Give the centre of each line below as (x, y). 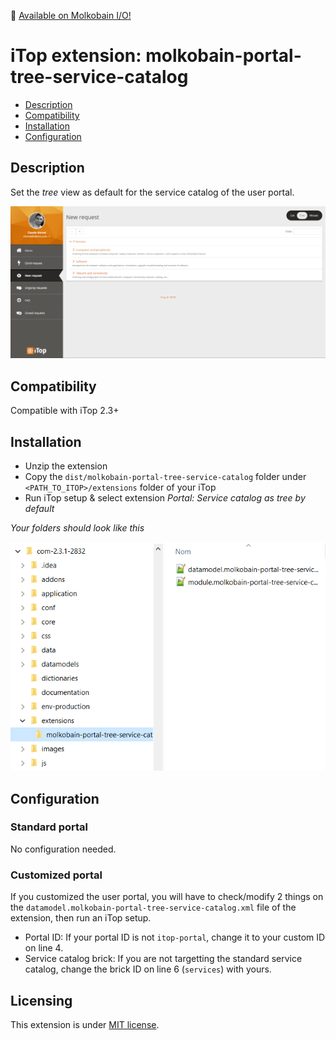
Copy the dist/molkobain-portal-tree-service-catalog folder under (165, 476)
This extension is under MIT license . (85, 1024)
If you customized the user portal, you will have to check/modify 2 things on (167, 897)
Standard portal (49, 827)
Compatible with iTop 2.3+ (65, 411)
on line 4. (44, 948)
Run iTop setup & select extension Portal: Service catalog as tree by (165, 498)
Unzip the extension (66, 466)
